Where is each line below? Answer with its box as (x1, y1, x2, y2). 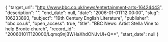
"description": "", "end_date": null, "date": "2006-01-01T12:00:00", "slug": (5, 10, 160, 16)
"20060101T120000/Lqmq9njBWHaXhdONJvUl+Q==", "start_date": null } (5, 31, 159, 37)
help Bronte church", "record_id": (5, 26, 75, 32)
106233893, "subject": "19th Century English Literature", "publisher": (5, 15, 150, 21)
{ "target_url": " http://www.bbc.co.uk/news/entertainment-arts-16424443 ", (5, 5, 163, 10)
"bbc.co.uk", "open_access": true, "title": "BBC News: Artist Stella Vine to (5, 20, 159, 26)
